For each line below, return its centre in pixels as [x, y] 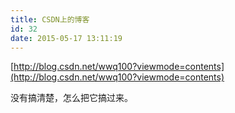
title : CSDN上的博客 [50, 19]
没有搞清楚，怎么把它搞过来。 [71, 98]
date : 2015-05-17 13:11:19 [66, 38]
